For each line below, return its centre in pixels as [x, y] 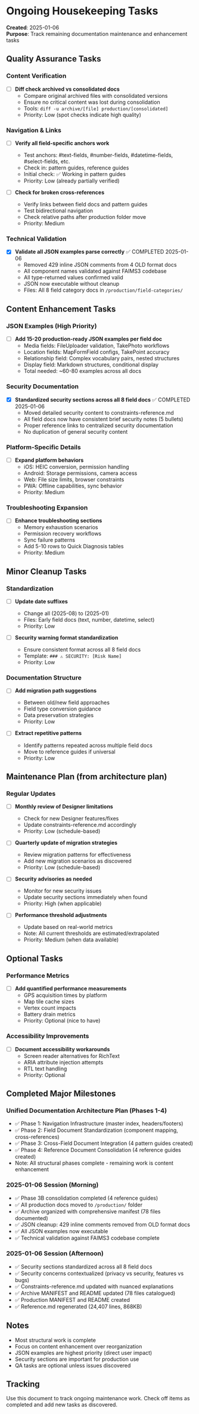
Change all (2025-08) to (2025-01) [66, 613]
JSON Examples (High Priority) [52, 326]
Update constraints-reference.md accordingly [80, 825]
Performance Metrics [38, 975]
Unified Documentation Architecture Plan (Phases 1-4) [87, 1110]
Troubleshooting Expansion [47, 507]
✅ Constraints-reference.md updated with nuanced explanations [94, 1286]
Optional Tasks [35, 958]
